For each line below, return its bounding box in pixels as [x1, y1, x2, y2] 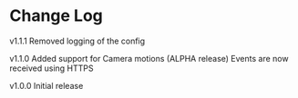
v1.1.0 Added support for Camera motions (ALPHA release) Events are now [9, 53, 289, 64]
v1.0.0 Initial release [9, 80, 84, 91]
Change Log [9, 5, 103, 26]
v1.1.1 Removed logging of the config [9, 35, 146, 46]
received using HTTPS [9, 63, 94, 73]
